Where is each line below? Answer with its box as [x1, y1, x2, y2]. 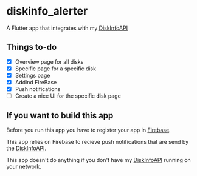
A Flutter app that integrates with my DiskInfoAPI [6, 24, 128, 32]
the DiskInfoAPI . [6, 144, 47, 152]
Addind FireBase [15, 78, 57, 86]
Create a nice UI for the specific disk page [15, 92, 122, 100]
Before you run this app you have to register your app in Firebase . [6, 126, 171, 134]
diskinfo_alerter [6, 4, 88, 18]
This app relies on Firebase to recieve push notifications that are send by [6, 138, 189, 145]
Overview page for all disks [15, 58, 84, 65]
